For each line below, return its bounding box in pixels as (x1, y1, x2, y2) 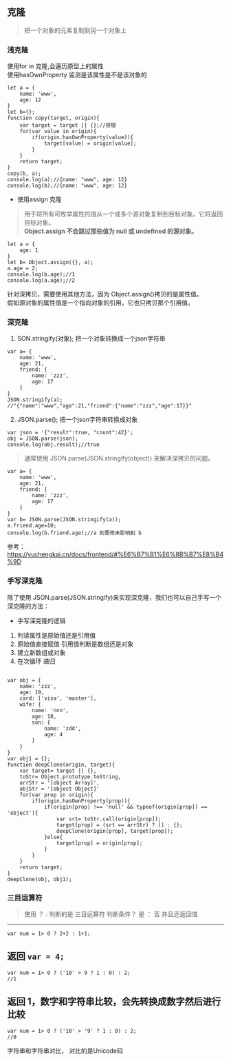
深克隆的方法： (7, 602, 49, 610)
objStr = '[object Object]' (19, 785, 100, 792)
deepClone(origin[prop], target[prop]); (56, 827, 174, 834)
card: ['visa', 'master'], (19, 695, 97, 702)
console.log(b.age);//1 (7, 271, 76, 278)
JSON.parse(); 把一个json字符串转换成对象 (16, 416, 138, 424)
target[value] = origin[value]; (43, 140, 137, 147)
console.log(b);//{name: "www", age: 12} (7, 182, 128, 190)
